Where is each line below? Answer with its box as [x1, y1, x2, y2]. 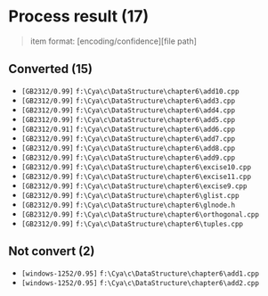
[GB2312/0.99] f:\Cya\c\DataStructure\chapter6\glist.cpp [20, 191, 240, 200]
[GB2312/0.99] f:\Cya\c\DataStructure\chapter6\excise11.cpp [20, 172, 251, 181]
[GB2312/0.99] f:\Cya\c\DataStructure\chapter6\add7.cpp [20, 134, 236, 144]
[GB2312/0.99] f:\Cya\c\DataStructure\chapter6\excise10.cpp [20, 162, 251, 171]
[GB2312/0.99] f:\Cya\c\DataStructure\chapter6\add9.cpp [20, 153, 236, 162]
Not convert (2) [8, 243, 95, 259]
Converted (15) [8, 62, 93, 77]
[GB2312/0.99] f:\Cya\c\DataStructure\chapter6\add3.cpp [20, 96, 236, 105]
